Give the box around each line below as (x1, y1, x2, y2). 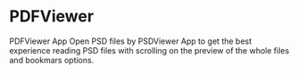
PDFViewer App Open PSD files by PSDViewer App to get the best (9, 36, 252, 46)
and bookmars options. (9, 54, 95, 65)
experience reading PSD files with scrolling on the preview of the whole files (9, 45, 290, 55)
